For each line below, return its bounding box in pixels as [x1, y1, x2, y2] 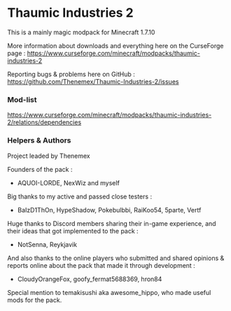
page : [7, 49, 26, 57]
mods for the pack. [7, 296, 62, 304]
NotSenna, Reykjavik [17, 240, 78, 249]
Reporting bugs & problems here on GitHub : [7, 70, 135, 78]
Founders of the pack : [7, 165, 73, 173]
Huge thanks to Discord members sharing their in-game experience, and [7, 219, 216, 228]
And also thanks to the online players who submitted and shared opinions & [7, 254, 225, 262]
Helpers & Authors [7, 136, 71, 145]
